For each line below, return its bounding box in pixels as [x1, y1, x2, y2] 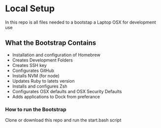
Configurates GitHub [12, 67, 54, 73]
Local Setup [5, 3, 55, 14]
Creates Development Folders [12, 57, 73, 63]
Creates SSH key [12, 62, 47, 68]
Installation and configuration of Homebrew [12, 52, 101, 58]
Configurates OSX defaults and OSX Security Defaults [12, 88, 122, 94]
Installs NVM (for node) [12, 72, 60, 79]
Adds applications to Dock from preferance [12, 94, 100, 99]
